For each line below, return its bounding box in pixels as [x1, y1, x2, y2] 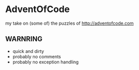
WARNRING [5, 35, 43, 43]
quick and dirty [12, 48, 44, 54]
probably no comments [12, 53, 61, 59]
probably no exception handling [12, 59, 79, 65]
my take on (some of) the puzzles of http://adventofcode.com [5, 20, 134, 26]
